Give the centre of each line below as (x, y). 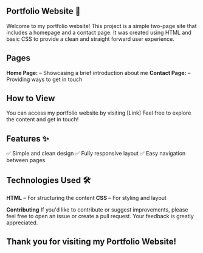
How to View (31, 98)
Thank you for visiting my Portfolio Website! (91, 242)
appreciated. (22, 223)
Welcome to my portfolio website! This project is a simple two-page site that (101, 26)
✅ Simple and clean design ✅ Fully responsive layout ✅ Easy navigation (96, 154)
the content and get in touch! (43, 119)
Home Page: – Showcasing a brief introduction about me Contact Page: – (98, 73)
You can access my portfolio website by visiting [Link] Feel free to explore (99, 113)
